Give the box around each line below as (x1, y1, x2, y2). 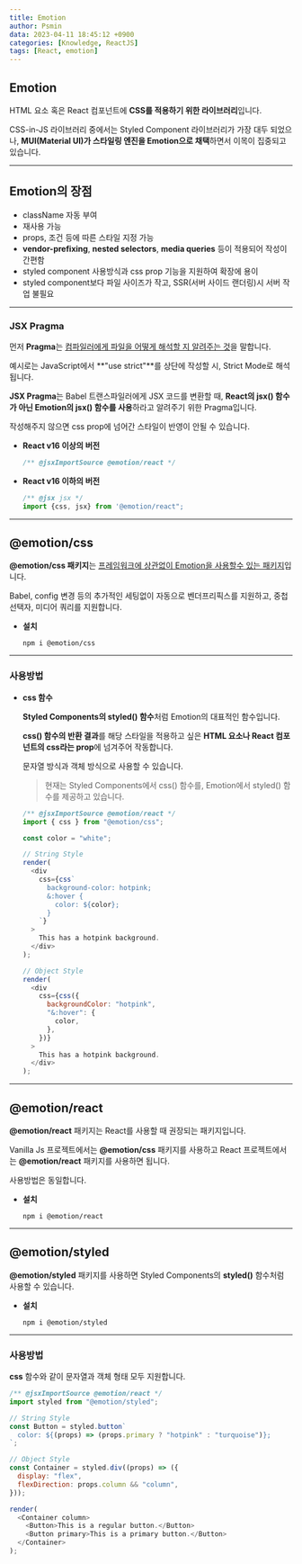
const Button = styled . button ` (9, 1422, 127, 1431)
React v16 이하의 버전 (22, 475, 101, 486)
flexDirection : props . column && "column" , (17, 1479, 179, 1489)
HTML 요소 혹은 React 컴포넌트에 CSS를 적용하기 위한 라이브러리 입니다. (9, 104, 262, 115)
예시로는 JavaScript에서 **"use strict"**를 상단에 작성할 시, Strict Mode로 (9, 361, 274, 372)
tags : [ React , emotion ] (9, 47, 99, 56)
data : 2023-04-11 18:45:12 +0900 (9, 30, 135, 39)
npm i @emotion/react (22, 1211, 103, 1220)
